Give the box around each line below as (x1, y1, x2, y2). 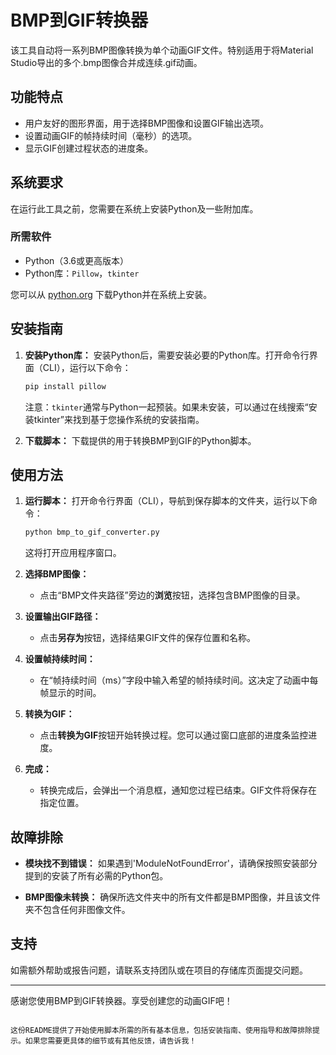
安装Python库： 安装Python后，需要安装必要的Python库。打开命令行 (24, 349, 310, 361)
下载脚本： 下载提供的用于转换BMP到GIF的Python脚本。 (24, 434, 257, 446)
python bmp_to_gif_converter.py (24, 527, 160, 538)
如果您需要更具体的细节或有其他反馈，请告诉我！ (24, 1036, 197, 1046)
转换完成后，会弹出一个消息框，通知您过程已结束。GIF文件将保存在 (39, 784, 318, 796)
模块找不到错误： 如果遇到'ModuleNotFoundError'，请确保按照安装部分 (24, 857, 318, 870)
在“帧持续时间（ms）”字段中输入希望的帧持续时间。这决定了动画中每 (39, 674, 319, 686)
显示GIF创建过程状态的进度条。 (24, 142, 154, 154)
